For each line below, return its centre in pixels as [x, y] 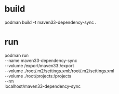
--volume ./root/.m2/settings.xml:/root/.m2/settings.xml [59, 71]
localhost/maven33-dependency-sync [43, 86]
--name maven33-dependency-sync [41, 60]
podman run [17, 55]
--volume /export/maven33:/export [39, 65]
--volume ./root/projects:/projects [38, 76]
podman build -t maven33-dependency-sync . [51, 22]
